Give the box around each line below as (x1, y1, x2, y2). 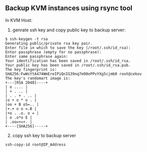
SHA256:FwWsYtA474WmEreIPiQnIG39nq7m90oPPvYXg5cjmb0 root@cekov (5, 71, 142, 76)
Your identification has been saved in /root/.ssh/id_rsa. (5, 58, 131, 63)
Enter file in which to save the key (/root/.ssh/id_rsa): (5, 45, 131, 50)
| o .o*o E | (5, 115, 32, 120)
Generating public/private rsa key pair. (5, 41, 93, 46)
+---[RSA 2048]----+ (5, 80, 48, 85)
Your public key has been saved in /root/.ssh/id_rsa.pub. (5, 62, 131, 68)
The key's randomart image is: (5, 76, 70, 81)
